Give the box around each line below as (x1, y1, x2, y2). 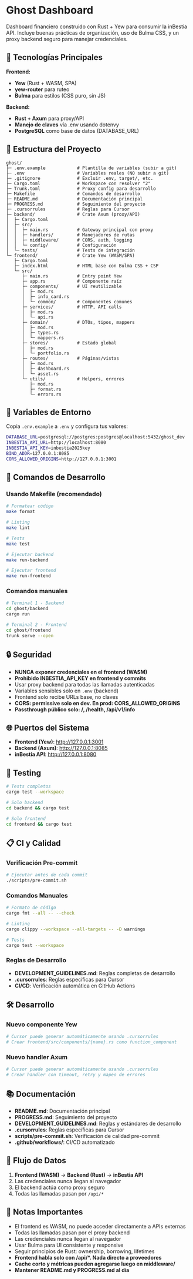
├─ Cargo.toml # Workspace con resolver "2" (6, 180, 151, 186)
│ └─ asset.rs (21, 371, 59, 377)
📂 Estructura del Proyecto (6, 145, 101, 155)
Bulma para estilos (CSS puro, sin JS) (14, 92, 106, 99)
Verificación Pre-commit (6, 859, 78, 867)
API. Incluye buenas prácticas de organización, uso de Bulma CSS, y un (6, 29, 180, 36)
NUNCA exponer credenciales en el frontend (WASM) (14, 668, 148, 675)
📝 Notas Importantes (6, 1207, 83, 1217)
